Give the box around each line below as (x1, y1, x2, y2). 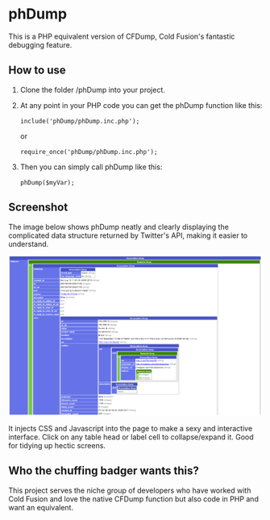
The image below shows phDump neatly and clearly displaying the (8, 222, 230, 231)
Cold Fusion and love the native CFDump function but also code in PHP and (8, 493, 260, 504)
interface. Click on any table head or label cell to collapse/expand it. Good (8, 432, 254, 442)
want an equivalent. (8, 502, 74, 512)
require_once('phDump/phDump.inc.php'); (19, 148, 158, 156)
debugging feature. (8, 40, 73, 49)
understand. (8, 239, 49, 248)
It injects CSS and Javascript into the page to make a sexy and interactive (8, 424, 253, 433)
